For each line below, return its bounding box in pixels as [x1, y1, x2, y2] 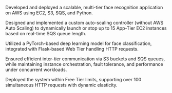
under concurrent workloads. [5, 66, 67, 73]
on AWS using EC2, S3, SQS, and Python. [5, 10, 93, 16]
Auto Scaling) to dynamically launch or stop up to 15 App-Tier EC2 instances [5, 25, 167, 31]
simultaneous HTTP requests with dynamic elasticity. [5, 82, 118, 88]
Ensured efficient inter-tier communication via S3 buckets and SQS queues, [5, 56, 165, 62]
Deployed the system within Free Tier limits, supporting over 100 [5, 77, 142, 82]
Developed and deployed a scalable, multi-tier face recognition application [5, 5, 163, 10]
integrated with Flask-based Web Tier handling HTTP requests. [5, 46, 139, 52]
